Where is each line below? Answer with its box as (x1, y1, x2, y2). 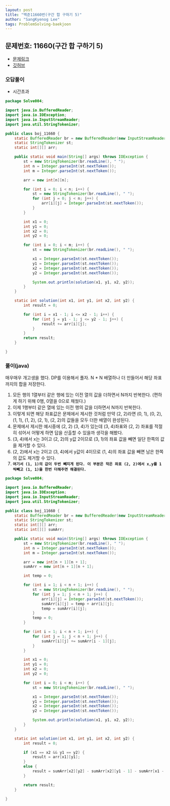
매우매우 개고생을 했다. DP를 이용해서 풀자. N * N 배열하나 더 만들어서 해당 (5, 375, 153, 381)
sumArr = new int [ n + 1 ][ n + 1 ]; (23, 564, 94, 569)
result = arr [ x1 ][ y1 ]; (32, 754, 80, 759)
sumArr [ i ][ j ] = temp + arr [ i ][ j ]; (41, 601, 114, 606)
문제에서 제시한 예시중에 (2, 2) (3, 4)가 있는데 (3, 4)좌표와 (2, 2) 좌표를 (12, 423, 153, 430)
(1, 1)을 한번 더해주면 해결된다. (25, 467, 87, 472)
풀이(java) (5, 362, 29, 369)
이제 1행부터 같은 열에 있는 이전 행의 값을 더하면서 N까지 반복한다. (12, 404, 142, 410)
